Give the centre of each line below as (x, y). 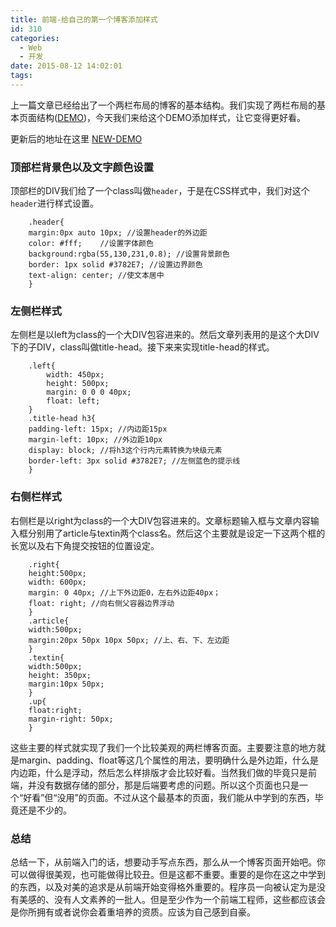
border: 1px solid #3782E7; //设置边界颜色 (115, 265)
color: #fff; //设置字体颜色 (91, 244)
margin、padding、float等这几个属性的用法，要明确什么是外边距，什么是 (168, 760)
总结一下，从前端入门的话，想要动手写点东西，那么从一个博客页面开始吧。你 (168, 862)
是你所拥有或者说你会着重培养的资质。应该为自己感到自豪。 (133, 912)
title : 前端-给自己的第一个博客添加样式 (84, 19)
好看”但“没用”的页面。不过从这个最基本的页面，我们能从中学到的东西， (169, 797)
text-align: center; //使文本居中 (96, 276)
